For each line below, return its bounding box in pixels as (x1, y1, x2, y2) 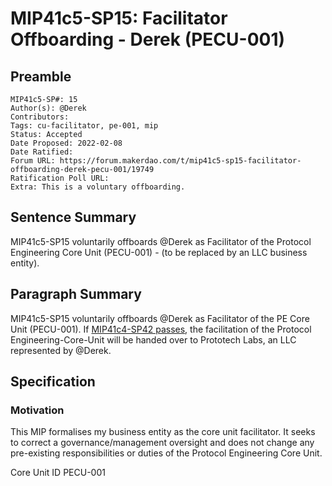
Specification (10, 373, 96, 391)
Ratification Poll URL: (10, 173, 110, 183)
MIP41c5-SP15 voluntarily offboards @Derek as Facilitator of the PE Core (10, 312, 310, 324)
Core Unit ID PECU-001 (10, 467, 106, 479)
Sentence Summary (10, 209, 137, 226)
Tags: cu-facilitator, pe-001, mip (10, 121, 159, 131)
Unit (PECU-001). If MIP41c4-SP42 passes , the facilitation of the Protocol (10, 323, 312, 335)
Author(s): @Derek (10, 103, 87, 113)
